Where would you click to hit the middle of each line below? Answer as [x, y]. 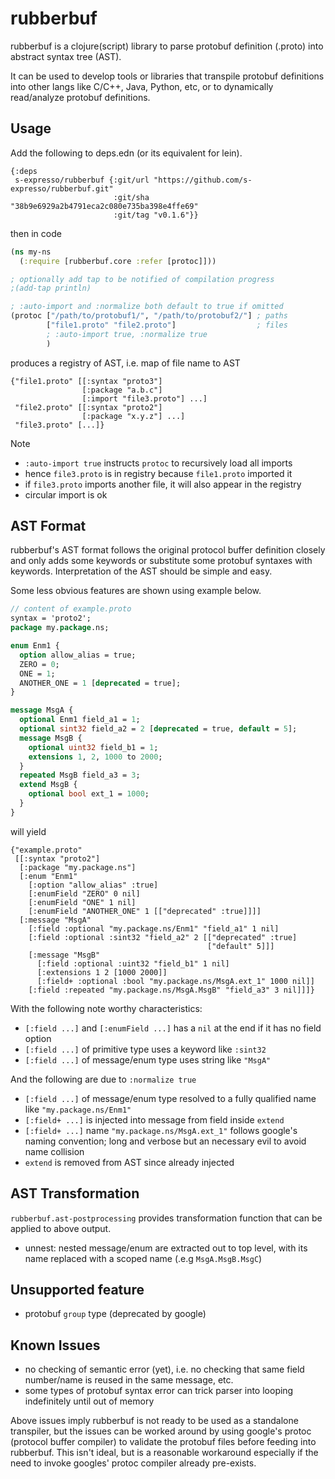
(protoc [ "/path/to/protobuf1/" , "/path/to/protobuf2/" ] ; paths [149, 316]
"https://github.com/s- [203, 180]
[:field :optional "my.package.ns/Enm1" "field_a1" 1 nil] [154, 928]
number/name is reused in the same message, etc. [129, 1380]
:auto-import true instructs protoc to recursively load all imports [158, 463]
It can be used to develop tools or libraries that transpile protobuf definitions [167, 76]
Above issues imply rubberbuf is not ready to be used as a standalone [154, 1421]
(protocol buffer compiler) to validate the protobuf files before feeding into [163, 1442]
